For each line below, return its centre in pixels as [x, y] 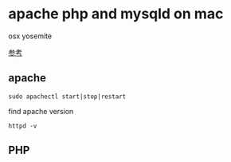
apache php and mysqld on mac [116, 14]
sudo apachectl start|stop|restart [67, 97]
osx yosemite [30, 36]
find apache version [41, 111]
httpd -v [23, 126]
